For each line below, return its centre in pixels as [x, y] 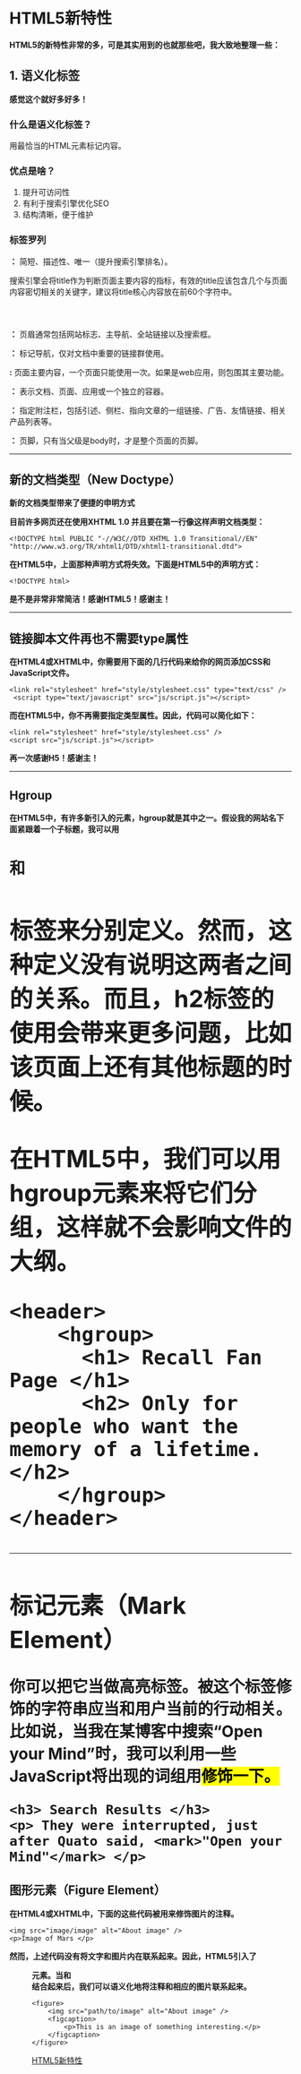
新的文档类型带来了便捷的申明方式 [72, 503]
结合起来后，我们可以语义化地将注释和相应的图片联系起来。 [142, 1986]
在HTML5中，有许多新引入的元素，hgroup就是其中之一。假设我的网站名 [143, 818]
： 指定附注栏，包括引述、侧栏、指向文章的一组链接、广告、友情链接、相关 [148, 410]
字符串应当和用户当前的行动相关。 [167, 1709]
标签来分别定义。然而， [139, 930]
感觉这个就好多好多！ [48, 99]
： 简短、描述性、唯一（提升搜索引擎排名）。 [91, 261]
